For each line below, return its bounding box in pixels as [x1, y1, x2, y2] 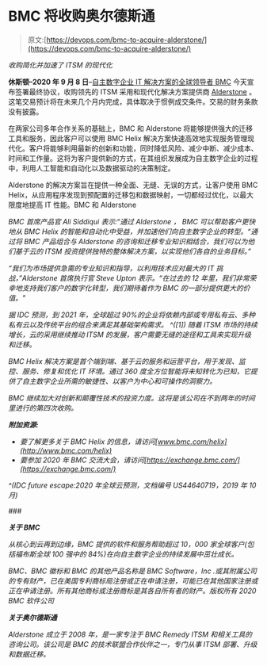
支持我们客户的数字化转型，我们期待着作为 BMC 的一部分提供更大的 [21, 283, 243, 293]
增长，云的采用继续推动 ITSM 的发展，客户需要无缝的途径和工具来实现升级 [8, 330, 252, 339]
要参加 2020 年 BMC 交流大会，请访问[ [19, 455, 147, 465]
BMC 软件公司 [8, 595, 54, 605]
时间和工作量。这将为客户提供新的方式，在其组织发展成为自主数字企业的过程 [8, 153, 258, 163]
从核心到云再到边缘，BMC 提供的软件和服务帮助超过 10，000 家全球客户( [8, 539, 247, 549]
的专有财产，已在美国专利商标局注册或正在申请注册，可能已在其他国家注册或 [8, 576, 258, 585]
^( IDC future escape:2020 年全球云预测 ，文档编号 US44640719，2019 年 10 [8, 480, 257, 490]
